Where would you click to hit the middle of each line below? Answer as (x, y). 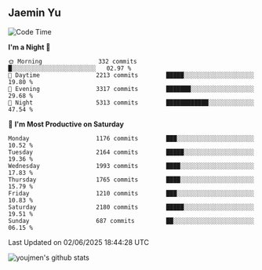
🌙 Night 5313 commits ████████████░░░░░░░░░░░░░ (131, 102)
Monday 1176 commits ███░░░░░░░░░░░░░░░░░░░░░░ (131, 138)
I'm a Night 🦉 (29, 47)
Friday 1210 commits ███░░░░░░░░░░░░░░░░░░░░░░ (131, 193)
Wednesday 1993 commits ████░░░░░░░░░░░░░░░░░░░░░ (131, 166)
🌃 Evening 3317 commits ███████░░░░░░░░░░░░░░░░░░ (131, 89)
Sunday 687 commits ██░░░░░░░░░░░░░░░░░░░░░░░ (131, 221)
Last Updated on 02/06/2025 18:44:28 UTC (78, 242)
